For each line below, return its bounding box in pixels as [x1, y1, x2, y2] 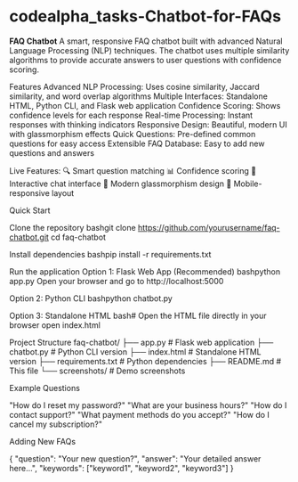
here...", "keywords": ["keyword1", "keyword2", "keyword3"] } [9, 462, 234, 473]
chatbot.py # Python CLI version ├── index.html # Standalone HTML [9, 346, 262, 357]
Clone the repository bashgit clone [9, 222, 136, 233]
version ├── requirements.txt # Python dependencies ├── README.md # [9, 355, 282, 366]
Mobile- [233, 178, 262, 189]
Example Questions [9, 382, 80, 393]
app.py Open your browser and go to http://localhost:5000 [9, 275, 224, 286]
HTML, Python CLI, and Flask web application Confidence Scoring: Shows [9, 100, 281, 110]
